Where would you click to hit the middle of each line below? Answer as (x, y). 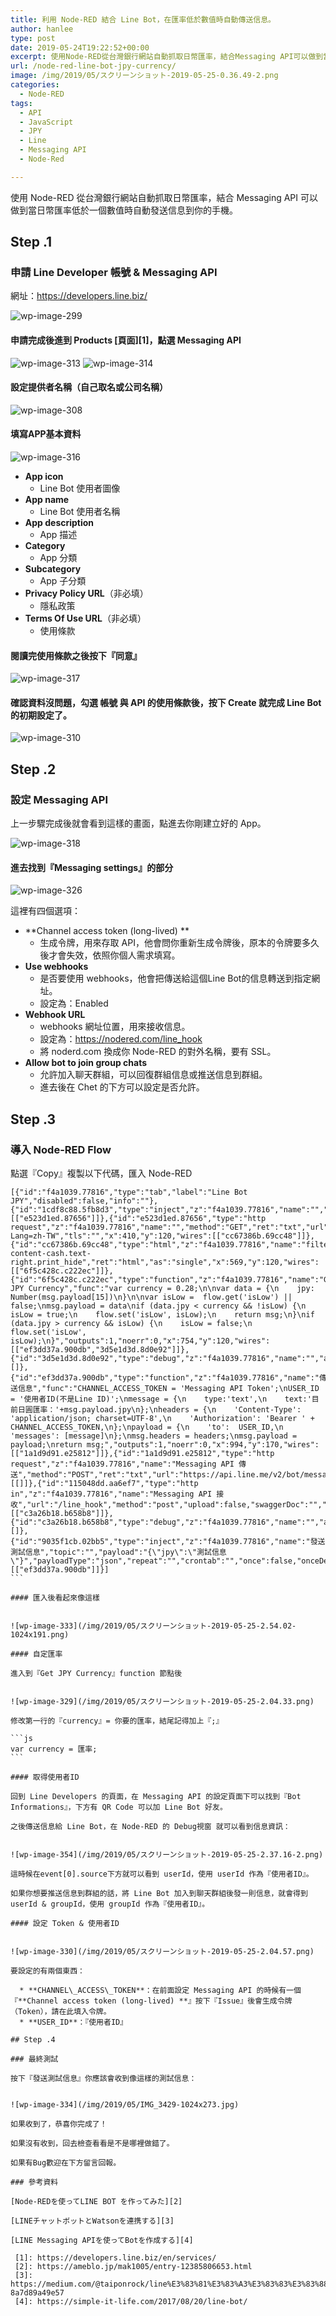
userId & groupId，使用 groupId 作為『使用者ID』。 (110, 1904)
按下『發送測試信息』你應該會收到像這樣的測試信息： (103, 2079)
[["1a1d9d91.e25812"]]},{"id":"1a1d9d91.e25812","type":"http (142, 1454)
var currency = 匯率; (54, 1749)
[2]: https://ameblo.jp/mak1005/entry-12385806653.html (133, 2267)
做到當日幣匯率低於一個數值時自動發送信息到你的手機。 (124, 210)
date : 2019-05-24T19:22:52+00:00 (80, 47)
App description (59, 523)
